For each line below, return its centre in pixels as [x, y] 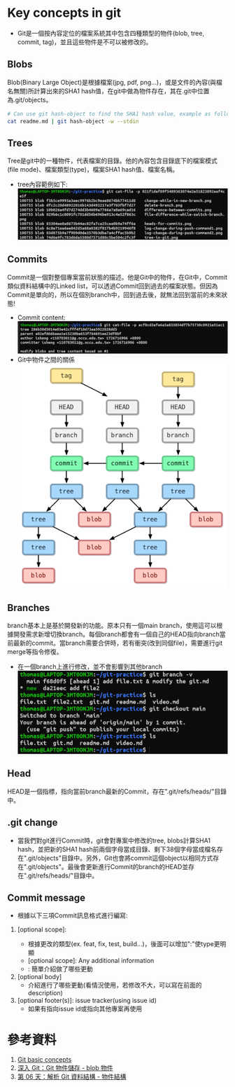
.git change [33, 822]
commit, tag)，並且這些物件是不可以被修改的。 [85, 42]
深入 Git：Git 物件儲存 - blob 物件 [65, 1068]
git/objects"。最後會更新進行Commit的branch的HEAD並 [108, 866]
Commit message [47, 898]
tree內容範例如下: [42, 184]
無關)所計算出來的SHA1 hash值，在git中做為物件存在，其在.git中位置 [111, 91]
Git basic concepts [44, 1060]
